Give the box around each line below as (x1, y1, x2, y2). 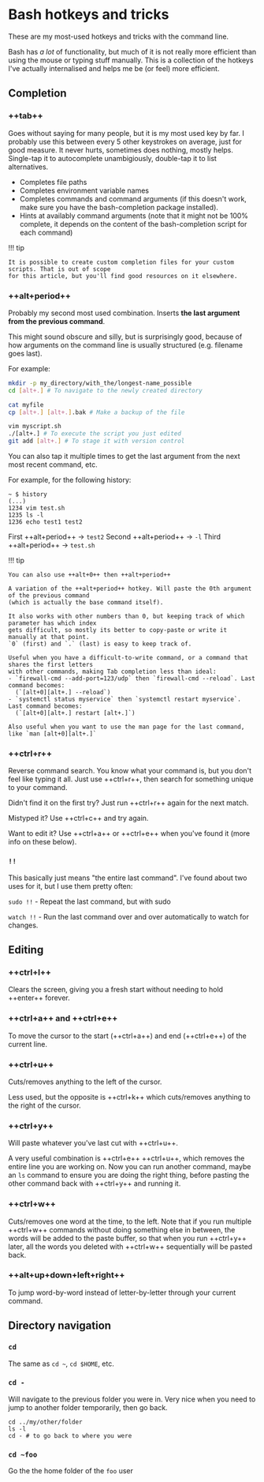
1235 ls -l (8, 511, 44, 519)
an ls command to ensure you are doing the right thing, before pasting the (8, 1171, 250, 1180)
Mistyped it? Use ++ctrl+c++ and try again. (8, 814, 149, 823)
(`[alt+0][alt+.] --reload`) (15, 689, 111, 697)
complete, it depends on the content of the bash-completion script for (19, 219, 247, 228)
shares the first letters (8, 661, 93, 669)
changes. (8, 920, 39, 930)
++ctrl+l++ (8, 966, 51, 977)
